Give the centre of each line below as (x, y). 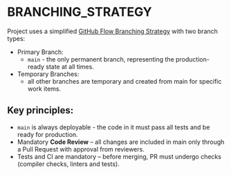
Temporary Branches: (48, 74)
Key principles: (40, 110)
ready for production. (47, 134)
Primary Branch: (40, 52)
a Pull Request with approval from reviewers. (81, 149)
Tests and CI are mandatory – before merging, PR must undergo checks (119, 156)
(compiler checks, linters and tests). (68, 164)
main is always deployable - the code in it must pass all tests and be (113, 127)
